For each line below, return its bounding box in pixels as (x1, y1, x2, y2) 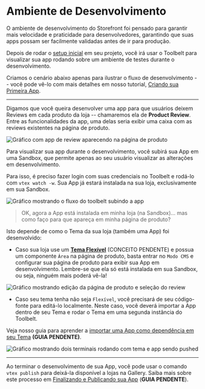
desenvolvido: (6, 234, 42, 241)
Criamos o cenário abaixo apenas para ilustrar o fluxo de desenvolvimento (6, 74, 193, 81)
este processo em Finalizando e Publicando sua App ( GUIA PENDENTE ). (6, 376, 189, 383)
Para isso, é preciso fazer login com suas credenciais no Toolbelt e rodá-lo (6, 172, 195, 180)
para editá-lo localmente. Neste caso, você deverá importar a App (29, 302, 196, 309)
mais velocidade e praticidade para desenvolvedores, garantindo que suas (6, 31, 194, 38)
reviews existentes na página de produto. (6, 124, 110, 131)
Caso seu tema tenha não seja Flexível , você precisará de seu (15, 295, 174, 303)
